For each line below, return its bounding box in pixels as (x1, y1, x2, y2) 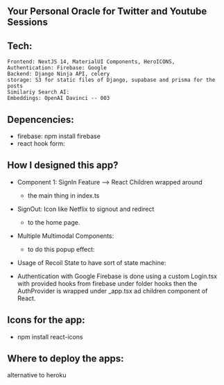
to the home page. (27, 218, 80, 226)
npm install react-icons (17, 332, 83, 341)
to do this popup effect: (27, 245, 95, 253)
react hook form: (17, 139, 66, 148)
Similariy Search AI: (7, 89, 70, 96)
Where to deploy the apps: (7, 353, 124, 365)
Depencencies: (7, 114, 74, 126)
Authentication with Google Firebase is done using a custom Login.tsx (17, 272, 217, 280)
